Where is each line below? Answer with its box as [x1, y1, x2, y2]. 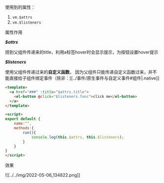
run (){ [23, 130, 36, 135]
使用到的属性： [5, 4, 35, 10]
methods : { [14, 126, 34, 131]
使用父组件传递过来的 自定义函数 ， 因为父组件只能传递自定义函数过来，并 [5, 69, 153, 75]
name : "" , [14, 121, 32, 126]
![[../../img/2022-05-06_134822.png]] [5, 172, 81, 178]
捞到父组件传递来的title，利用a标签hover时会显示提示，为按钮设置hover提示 [5, 49, 159, 55]
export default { [5, 116, 41, 121]
